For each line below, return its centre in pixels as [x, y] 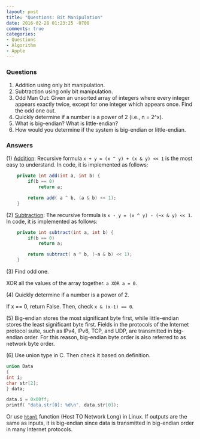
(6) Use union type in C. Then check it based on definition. [78, 355]
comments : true [25, 29]
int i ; [14, 377]
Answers [19, 145]
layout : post [22, 12]
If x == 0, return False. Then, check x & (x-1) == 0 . [70, 307]
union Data [20, 367]
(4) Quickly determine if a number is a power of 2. [68, 295]
